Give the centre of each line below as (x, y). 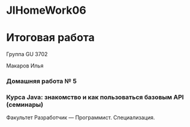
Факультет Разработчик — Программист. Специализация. (81, 117)
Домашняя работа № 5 (41, 81)
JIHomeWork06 (46, 10)
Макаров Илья (25, 66)
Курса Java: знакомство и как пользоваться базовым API (95, 97)
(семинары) (25, 104)
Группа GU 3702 (27, 54)
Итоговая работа (50, 38)
